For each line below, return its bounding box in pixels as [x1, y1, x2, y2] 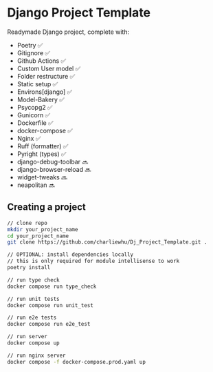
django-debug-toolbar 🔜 [16, 157, 89, 166]
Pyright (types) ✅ [16, 150, 67, 158]
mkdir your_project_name [7, 226, 78, 233]
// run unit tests [7, 295, 60, 302]
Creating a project [7, 202, 86, 213]
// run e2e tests [7, 314, 57, 322]
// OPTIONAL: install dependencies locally [7, 251, 134, 258]
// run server [7, 333, 48, 340]
